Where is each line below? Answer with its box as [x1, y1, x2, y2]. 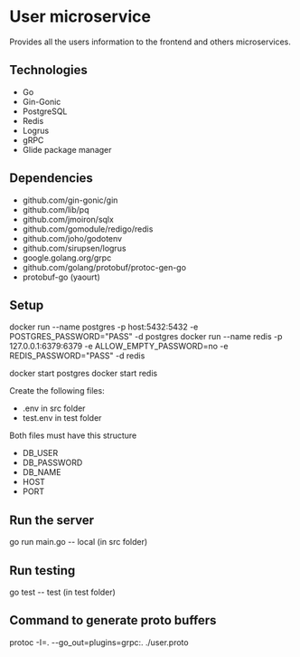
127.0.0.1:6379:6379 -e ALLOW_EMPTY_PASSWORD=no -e [9, 341, 229, 352]
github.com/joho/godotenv [22, 233, 123, 243]
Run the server [9, 512, 95, 528]
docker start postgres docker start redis [9, 368, 158, 379]
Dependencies [9, 170, 93, 186]
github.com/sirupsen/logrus [22, 243, 127, 253]
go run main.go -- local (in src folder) [9, 537, 148, 547]
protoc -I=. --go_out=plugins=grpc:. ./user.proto [9, 636, 189, 648]
